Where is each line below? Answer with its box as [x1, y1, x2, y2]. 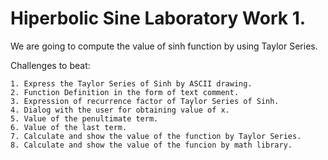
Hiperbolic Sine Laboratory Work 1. [10, 7, 307, 30]
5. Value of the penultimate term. [10, 113, 159, 124]
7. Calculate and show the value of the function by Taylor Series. [10, 131, 302, 141]
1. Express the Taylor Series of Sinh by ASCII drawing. [10, 78, 253, 89]
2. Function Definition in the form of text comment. [10, 87, 240, 97]
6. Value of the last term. [10, 122, 128, 132]
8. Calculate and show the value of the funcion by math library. [10, 140, 293, 150]
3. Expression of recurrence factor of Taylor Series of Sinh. [10, 96, 280, 106]
